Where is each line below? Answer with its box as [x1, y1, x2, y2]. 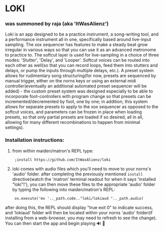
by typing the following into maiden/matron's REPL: [12, 186, 116, 192]
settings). [5, 125, 24, 131]
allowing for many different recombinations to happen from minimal [5, 119, 141, 125]
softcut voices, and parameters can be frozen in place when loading [5, 109, 143, 115]
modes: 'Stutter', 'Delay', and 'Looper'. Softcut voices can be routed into [5, 57, 150, 63]
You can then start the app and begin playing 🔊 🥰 [5, 220, 105, 226]
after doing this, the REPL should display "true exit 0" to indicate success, [5, 204, 153, 210]
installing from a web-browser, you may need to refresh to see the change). [5, 215, 157, 221]
